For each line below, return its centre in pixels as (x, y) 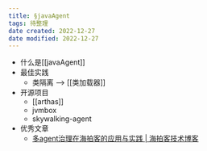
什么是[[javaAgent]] (53, 62)
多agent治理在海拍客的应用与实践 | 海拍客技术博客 (115, 139)
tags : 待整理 (28, 23)
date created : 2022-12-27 (52, 31)
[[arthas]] (48, 102)
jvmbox (44, 111)
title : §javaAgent (39, 16)
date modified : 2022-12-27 (54, 38)
